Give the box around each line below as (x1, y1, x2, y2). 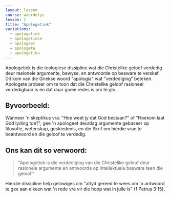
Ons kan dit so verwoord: (5, 146, 87, 154)
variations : (5, 27, 31, 32)
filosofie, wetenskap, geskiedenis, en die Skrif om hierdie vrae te (5, 126, 142, 132)
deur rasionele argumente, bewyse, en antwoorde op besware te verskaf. (5, 70, 160, 76)
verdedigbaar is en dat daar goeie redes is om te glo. (5, 86, 117, 92)
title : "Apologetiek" (5, 22, 52, 27)
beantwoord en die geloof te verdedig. (5, 131, 87, 137)
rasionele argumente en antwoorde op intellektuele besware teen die (17, 165, 163, 171)
